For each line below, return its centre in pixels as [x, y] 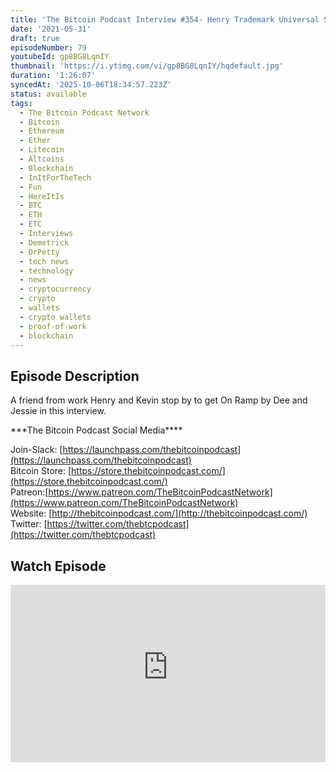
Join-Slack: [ [36, 450]
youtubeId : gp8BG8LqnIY [60, 57]
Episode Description [75, 376]
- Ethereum [42, 131]
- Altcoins [42, 159]
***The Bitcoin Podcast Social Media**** [96, 430]
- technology [46, 271]
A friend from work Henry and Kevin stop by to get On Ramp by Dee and [159, 400]
